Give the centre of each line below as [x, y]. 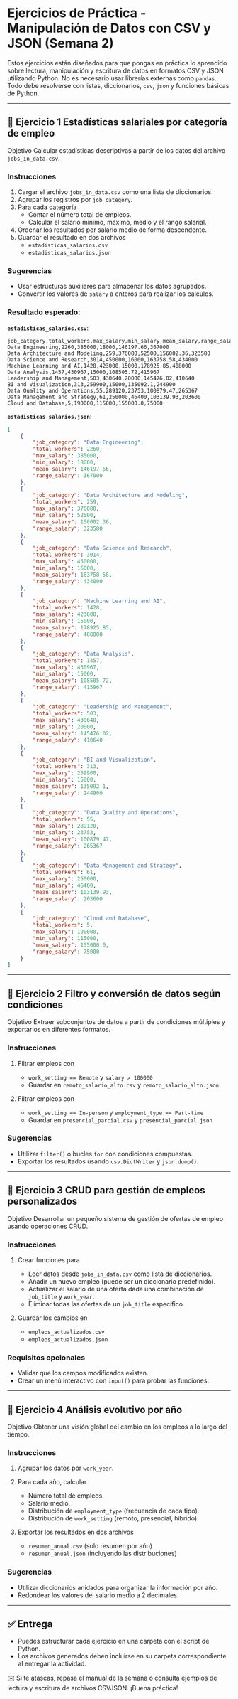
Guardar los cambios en [52, 1318]
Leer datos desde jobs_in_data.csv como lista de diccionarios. [120, 1274]
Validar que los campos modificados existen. [83, 1373]
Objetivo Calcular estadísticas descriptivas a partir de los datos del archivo [117, 150]
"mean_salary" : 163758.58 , [73, 575]
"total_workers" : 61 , [65, 873]
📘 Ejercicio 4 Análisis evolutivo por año [95, 1410]
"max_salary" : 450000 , [66, 562]
